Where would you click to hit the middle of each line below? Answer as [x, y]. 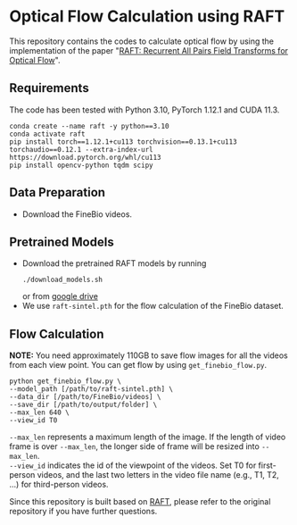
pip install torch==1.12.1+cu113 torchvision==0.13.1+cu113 [124, 142]
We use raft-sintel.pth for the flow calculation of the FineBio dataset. [153, 306]
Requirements [49, 88]
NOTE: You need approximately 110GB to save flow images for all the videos [148, 355]
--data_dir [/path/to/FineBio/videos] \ [86, 397]
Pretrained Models [62, 242]
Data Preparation [57, 192]
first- [267, 465]
